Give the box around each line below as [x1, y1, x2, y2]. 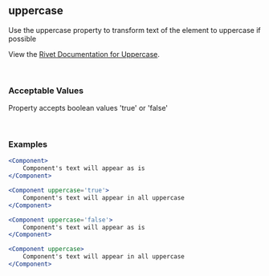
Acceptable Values [8, 85, 84, 96]
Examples [8, 139, 48, 150]
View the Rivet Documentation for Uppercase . [8, 49, 161, 59]
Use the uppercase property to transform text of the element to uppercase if [8, 25, 261, 34]
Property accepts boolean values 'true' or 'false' [8, 103, 169, 113]
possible [8, 34, 37, 43]
